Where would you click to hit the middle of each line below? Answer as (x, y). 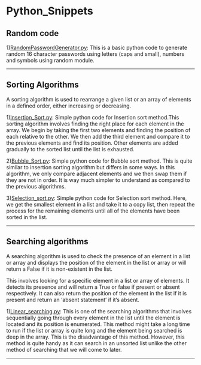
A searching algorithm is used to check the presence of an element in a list (98, 256)
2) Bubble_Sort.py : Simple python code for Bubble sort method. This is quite (99, 161)
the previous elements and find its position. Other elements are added (92, 143)
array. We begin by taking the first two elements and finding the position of (98, 130)
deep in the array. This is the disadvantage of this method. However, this (95, 337)
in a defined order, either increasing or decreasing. (69, 106)
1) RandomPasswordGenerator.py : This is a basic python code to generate (97, 47)
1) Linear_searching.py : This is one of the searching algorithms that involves (99, 311)
